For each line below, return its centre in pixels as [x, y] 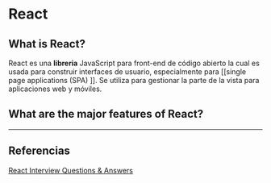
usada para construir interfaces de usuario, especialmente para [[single [127, 72]
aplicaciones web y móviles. [55, 89]
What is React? [47, 44]
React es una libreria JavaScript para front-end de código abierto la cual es [134, 63]
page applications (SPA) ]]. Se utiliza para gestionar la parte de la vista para [134, 80]
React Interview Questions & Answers [71, 170]
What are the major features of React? [106, 114]
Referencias [40, 151]
